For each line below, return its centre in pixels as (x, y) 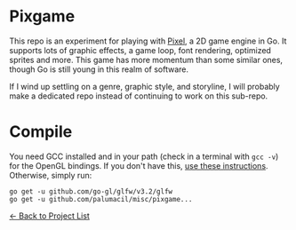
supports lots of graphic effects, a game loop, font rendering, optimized (140, 50)
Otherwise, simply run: (51, 175)
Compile (41, 132)
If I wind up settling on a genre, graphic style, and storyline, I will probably (144, 86)
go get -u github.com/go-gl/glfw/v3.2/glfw (91, 191)
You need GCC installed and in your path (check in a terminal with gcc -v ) (144, 156)
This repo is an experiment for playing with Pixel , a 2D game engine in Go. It (148, 41)
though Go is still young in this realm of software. (99, 69)
